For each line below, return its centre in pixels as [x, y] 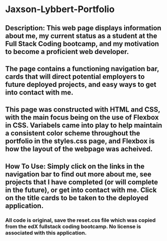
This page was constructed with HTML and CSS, [83, 110]
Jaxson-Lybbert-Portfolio [60, 9]
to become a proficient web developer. [67, 52]
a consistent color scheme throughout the [73, 133]
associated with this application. [46, 232]
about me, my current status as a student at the [81, 36]
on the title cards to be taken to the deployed [77, 198]
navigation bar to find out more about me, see [78, 174]
